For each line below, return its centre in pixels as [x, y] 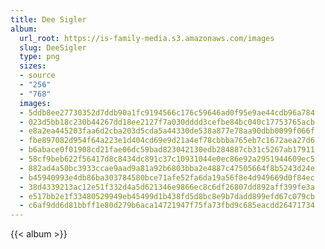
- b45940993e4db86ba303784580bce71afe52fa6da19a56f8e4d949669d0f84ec [167, 177]
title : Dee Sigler [48, 19]
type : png [39, 57]
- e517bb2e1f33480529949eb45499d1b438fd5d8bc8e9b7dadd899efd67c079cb [167, 196]
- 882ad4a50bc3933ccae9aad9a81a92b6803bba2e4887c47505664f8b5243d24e [167, 168]
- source [37, 76]
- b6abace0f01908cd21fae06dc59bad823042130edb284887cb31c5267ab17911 [167, 150]
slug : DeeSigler [53, 47]
